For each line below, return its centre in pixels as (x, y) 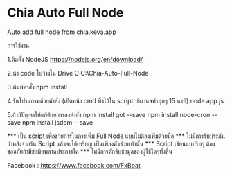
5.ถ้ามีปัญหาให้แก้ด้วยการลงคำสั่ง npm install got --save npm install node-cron (109, 114)
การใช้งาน (18, 45)
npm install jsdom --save (57, 122)
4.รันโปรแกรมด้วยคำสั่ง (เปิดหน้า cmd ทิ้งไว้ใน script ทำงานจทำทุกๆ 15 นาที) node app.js (115, 100)
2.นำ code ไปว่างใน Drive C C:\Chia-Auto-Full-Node (78, 73)
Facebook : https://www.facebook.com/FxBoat (74, 165)
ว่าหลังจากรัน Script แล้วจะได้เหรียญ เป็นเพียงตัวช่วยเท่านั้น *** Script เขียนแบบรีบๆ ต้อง (111, 143)
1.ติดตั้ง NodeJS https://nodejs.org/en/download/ (75, 59)
